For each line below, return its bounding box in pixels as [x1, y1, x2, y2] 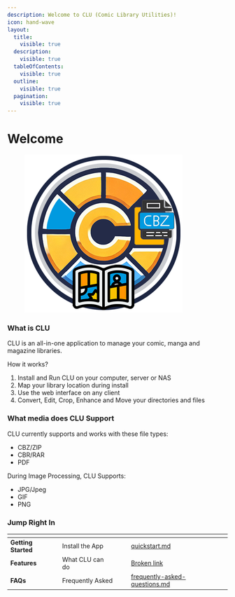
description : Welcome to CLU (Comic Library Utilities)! [7, 11, 177, 18]
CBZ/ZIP [17, 443, 42, 451]
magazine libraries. [7, 347, 62, 355]
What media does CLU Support [7, 413, 115, 423]
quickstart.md [131, 542, 171, 550]
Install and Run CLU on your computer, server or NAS [17, 373, 171, 382]
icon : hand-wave [7, 18, 55, 26]
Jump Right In [7, 517, 56, 527]
